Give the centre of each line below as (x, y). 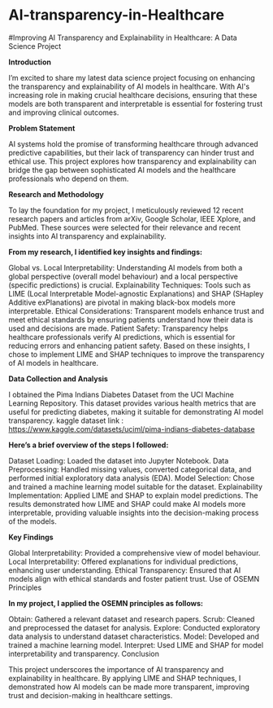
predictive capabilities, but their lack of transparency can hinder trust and (131, 152)
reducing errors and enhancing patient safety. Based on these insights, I (129, 345)
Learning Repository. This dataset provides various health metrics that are (132, 403)
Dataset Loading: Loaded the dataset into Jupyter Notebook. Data (119, 460)
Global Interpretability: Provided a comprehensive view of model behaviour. (134, 552)
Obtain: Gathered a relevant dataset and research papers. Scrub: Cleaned (132, 619)
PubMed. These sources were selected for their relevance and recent (125, 227)
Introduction (30, 62)
